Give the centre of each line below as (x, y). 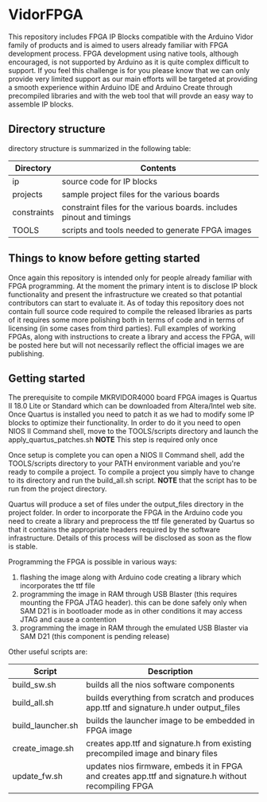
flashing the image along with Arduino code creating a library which (130, 577)
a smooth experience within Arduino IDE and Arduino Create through (120, 87)
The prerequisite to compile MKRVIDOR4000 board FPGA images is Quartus (133, 397)
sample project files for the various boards (141, 194)
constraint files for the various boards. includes (150, 207)
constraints (33, 212)
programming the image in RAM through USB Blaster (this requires (128, 595)
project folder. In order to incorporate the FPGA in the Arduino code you (126, 513)
